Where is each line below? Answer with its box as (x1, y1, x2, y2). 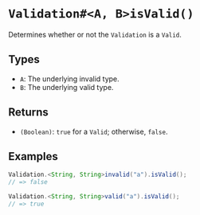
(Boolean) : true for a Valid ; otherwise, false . (19, 127, 168, 136)
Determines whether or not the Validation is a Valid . (8, 29, 182, 39)
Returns (8, 106, 49, 119)
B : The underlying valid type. (19, 82, 114, 92)
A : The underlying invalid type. (19, 74, 120, 84)
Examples (8, 150, 58, 163)
